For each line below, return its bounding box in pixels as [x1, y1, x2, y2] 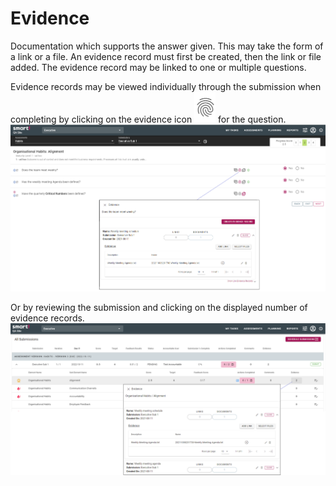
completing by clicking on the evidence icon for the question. [10, 113, 287, 125]
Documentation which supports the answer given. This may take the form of [10, 40, 324, 52]
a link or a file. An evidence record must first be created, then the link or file [10, 50, 322, 62]
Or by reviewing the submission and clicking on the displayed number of [10, 301, 308, 313]
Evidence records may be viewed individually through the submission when [10, 80, 322, 92]
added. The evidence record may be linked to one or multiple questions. [10, 61, 307, 73]
